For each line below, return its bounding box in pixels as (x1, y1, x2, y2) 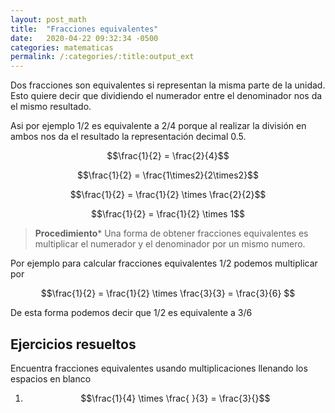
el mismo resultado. (10, 101, 92, 113)
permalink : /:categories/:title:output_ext (10, 52, 195, 62)
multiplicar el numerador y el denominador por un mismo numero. (34, 238, 306, 250)
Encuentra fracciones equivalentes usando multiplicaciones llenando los (10, 362, 308, 374)
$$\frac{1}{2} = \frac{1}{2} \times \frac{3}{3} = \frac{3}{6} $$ (40, 287, 296, 300)
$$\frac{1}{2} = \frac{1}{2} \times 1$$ (90, 208, 246, 220)
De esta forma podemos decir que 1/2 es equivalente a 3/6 (10, 307, 253, 319)
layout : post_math (10, 14, 87, 25)
